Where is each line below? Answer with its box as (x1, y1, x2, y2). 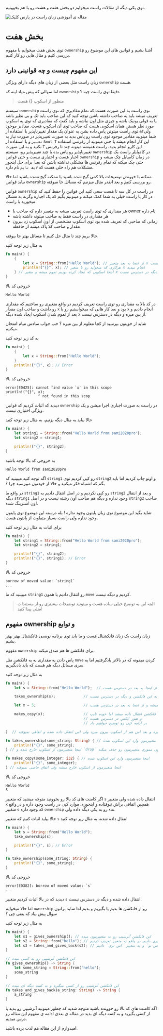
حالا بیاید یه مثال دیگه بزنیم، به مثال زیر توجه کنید (5, 417, 92, 423)
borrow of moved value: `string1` (5, 578, 75, 583)
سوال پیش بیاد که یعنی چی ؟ (5, 911, 57, 917)
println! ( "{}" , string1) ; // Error (14, 556, 86, 561)
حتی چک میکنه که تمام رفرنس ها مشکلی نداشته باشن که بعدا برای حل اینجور (5, 159, 144, 165)
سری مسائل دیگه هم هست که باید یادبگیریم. (5, 662, 85, 668)
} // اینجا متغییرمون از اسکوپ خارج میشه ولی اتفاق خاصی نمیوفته (5, 765, 121, 770)
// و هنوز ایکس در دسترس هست (83, 716, 142, 721)
